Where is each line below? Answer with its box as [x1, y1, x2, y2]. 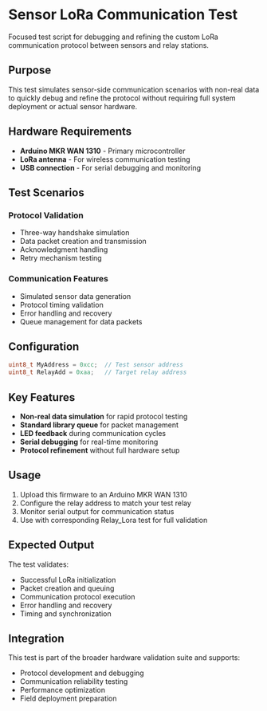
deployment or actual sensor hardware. [8, 101, 138, 111]
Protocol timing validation [19, 300, 104, 309]
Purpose [8, 64, 52, 77]
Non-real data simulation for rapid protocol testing [19, 411, 188, 421]
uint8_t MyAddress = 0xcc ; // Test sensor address [8, 361, 183, 369]
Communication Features [8, 273, 109, 285]
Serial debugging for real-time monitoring [19, 437, 159, 446]
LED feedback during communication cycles [19, 428, 166, 438]
